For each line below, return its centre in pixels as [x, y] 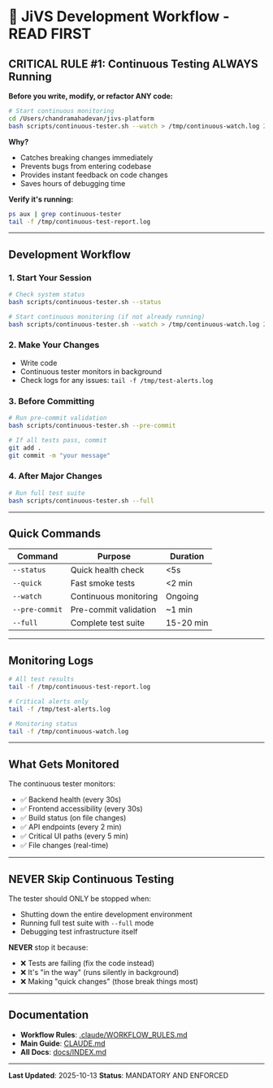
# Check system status [47, 295]
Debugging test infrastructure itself [79, 932]
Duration [187, 556]
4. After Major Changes [56, 477]
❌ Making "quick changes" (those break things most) [109, 981]
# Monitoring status [43, 724]
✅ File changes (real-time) [64, 846]
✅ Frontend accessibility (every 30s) [81, 809]
